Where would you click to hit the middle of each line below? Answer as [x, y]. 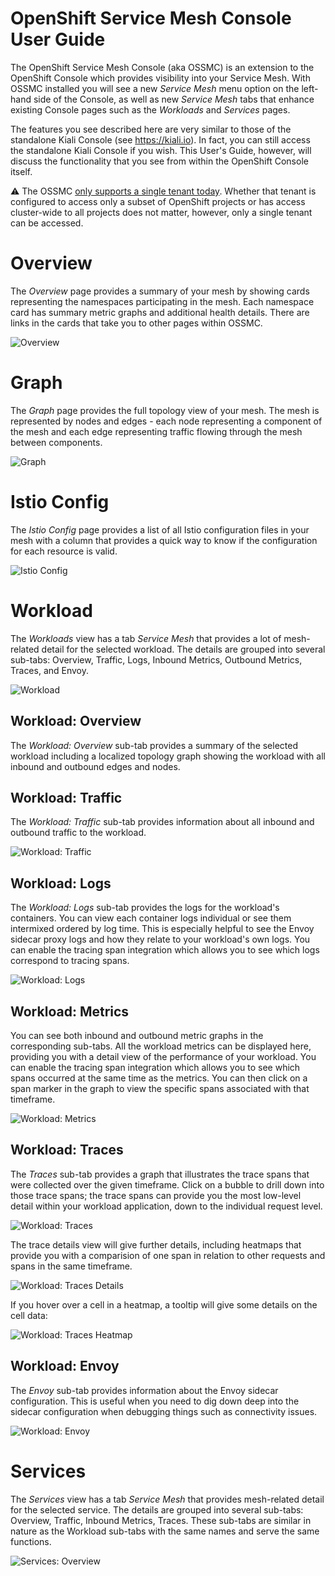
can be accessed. [47, 223]
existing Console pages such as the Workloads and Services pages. [150, 109]
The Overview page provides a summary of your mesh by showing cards [160, 291]
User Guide [58, 39]
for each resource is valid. [64, 551]
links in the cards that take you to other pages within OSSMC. [136, 323]
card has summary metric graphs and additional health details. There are [160, 312]
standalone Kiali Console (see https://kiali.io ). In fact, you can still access [160, 139]
